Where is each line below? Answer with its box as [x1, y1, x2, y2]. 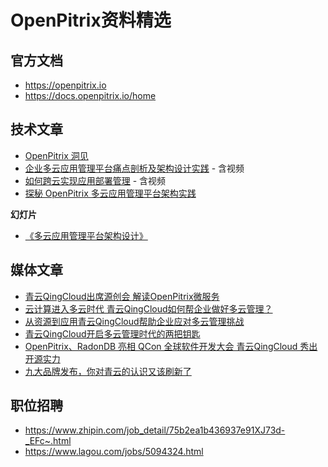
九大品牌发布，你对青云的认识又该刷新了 [24, 365, 192, 377]
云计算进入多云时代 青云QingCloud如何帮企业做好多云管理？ [24, 302, 273, 315]
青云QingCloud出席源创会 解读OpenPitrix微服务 [24, 290, 220, 302]
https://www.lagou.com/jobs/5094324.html [24, 446, 204, 458]
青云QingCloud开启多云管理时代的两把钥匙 [24, 327, 201, 340]
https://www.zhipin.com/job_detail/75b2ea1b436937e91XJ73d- [24, 424, 286, 436]
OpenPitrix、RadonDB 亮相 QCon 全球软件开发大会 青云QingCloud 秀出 [24, 340, 318, 352]
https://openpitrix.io [24, 79, 107, 91]
